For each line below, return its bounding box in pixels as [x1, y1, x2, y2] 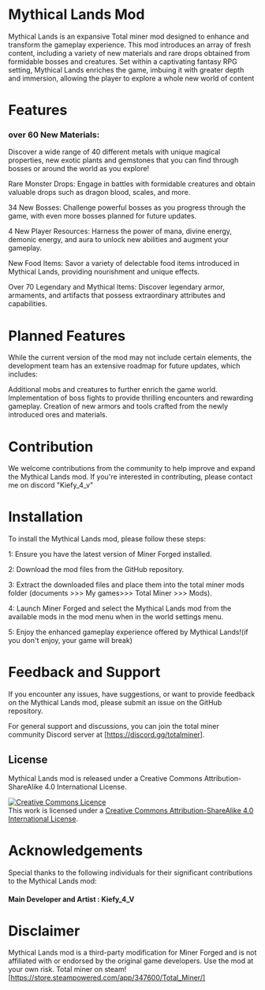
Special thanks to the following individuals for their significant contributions [8, 868, 253, 877]
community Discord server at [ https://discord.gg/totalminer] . [8, 730, 205, 739]
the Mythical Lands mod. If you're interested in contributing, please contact [8, 472, 253, 482]
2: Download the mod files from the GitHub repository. [8, 565, 185, 574]
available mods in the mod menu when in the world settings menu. [8, 612, 224, 622]
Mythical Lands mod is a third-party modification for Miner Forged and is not [8, 948, 257, 958]
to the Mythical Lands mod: [8, 876, 97, 885]
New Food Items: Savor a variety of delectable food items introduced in [8, 259, 240, 268]
